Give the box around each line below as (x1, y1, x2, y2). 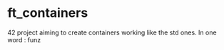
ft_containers (7, 5, 88, 21)
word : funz (7, 35, 41, 44)
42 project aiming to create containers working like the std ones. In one (7, 28, 217, 37)
